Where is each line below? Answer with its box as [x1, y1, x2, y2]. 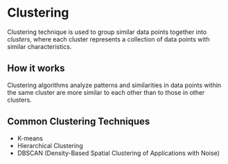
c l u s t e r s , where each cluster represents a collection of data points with [7, 35, 210, 43]
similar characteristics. [7, 42, 72, 51]
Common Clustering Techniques [7, 116, 150, 127]
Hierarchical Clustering [17, 141, 83, 149]
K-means [17, 134, 44, 143]
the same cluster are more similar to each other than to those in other [7, 88, 205, 96]
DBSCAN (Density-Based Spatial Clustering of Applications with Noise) [17, 149, 220, 157]
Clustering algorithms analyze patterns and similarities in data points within [7, 81, 222, 89]
